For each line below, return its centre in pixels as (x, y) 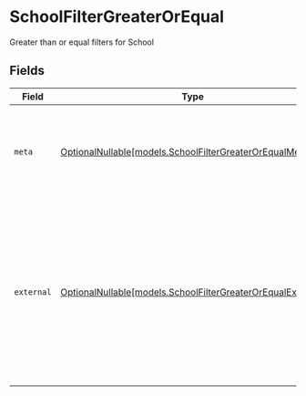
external (33, 292)
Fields (27, 71)
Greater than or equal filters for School (82, 42)
